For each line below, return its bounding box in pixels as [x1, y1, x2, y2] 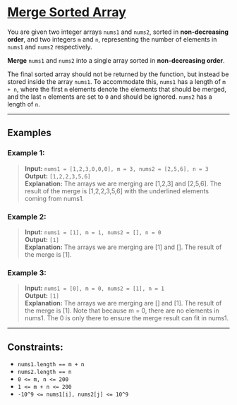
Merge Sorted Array [7, 4, 127, 20]
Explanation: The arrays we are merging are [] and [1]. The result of [24, 299, 222, 308]
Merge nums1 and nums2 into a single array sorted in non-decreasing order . [7, 56, 225, 64]
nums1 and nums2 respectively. [7, 42, 92, 51]
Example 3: [7, 267, 47, 277]
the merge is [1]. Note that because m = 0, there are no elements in [24, 306, 220, 315]
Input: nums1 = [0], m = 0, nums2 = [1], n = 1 [24, 284, 164, 293]
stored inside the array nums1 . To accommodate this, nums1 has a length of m [7, 77, 226, 85]
